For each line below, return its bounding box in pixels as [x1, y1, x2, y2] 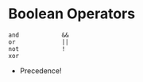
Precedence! [19, 65, 62, 76]
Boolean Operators [8, 5, 136, 23]
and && [8, 31, 69, 39]
